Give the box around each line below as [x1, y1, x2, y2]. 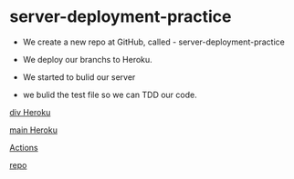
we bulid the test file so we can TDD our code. [22, 89, 198, 100]
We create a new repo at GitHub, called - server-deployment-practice [22, 36, 285, 47]
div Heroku [9, 106, 51, 117]
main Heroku [9, 124, 58, 135]
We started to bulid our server [22, 71, 136, 83]
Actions [9, 142, 38, 153]
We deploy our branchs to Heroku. [22, 54, 152, 65]
